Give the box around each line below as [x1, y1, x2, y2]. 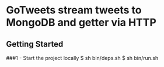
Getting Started [6, 39, 64, 49]
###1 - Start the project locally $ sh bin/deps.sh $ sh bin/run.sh [6, 55, 159, 61]
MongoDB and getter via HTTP [6, 16, 156, 29]
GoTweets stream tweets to [6, 3, 142, 17]
